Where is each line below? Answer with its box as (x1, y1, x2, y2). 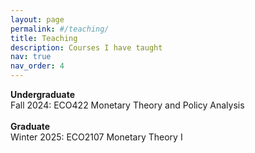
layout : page (10, 14, 65, 25)
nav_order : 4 (10, 61, 65, 71)
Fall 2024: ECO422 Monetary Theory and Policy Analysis (10, 99, 245, 111)
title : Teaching (10, 33, 78, 43)
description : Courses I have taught (10, 42, 163, 53)
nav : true (10, 52, 52, 62)
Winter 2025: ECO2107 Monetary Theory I (10, 131, 183, 143)
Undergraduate (10, 89, 75, 100)
